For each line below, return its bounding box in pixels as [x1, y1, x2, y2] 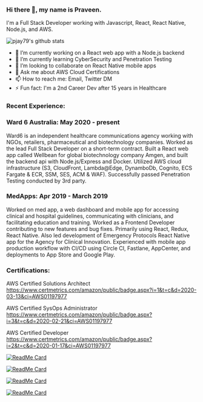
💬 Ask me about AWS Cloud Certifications [15, 69, 120, 76]
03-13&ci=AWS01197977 [6, 293, 67, 300]
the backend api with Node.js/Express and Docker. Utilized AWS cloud [6, 158, 182, 165]
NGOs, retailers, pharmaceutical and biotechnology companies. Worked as [6, 138, 193, 146]
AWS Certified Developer [6, 329, 69, 337]
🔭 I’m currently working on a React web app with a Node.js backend [15, 49, 185, 56]
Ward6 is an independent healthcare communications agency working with [6, 132, 193, 139]
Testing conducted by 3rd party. [6, 177, 87, 184]
